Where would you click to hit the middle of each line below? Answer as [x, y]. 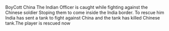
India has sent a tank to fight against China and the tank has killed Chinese [83, 18]
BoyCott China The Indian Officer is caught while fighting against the [76, 7]
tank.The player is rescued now [38, 23]
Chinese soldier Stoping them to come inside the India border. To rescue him [85, 12]
